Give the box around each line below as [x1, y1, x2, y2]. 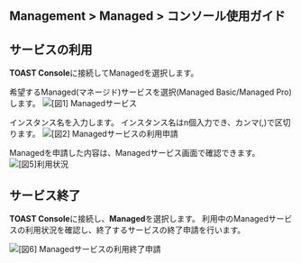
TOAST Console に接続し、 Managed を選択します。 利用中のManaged [9, 213, 269, 224]
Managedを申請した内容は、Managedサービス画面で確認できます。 [9, 148, 260, 159]
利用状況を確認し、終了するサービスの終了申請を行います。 [24, 224, 246, 236]
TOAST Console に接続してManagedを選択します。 [9, 68, 199, 78]
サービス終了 [9, 187, 81, 203]
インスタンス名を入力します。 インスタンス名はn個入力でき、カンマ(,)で [9, 117, 275, 128]
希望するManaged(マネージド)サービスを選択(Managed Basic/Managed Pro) [9, 86, 293, 97]
